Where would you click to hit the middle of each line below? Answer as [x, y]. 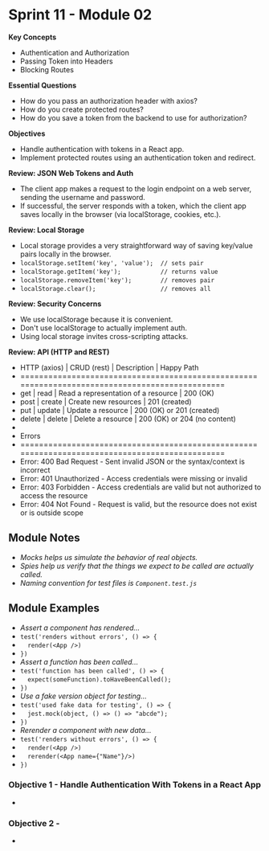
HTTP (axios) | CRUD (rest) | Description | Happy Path [109, 367]
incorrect [35, 470]
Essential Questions [43, 85]
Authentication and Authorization [75, 52]
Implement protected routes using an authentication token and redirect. [138, 158]
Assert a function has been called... [79, 661]
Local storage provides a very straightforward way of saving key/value [136, 245]
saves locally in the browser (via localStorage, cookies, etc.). [120, 214]
